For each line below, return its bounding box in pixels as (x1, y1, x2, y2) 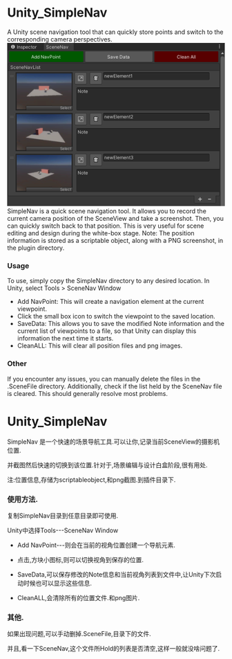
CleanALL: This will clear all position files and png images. (17, 341, 183, 350)
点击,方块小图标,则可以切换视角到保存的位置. (17, 555, 144, 563)
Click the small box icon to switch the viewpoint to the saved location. (17, 312, 215, 321)
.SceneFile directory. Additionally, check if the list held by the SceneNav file (7, 382, 222, 390)
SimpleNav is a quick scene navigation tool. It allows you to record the (7, 207, 207, 215)
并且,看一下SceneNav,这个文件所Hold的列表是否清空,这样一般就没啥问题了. (7, 644, 220, 653)
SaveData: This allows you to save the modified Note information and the (17, 320, 224, 328)
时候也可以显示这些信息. (23, 579, 92, 587)
